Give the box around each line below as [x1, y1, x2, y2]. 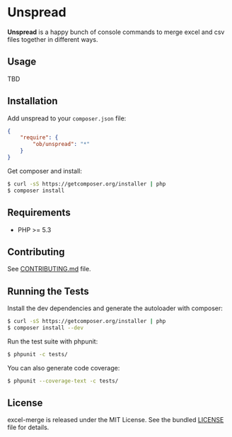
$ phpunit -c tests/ [7, 351, 69, 358]
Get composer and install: [7, 166, 83, 175]
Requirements [7, 207, 71, 219]
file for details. [7, 423, 50, 432]
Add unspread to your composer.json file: [7, 114, 127, 123]
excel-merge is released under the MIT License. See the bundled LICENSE [7, 416, 224, 424]
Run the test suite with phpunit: [7, 337, 98, 346]
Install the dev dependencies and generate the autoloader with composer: [7, 304, 223, 312]
